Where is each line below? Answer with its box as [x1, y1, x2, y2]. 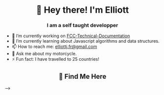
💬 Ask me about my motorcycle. [11, 51, 77, 57]
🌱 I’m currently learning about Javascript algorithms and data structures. [11, 38, 160, 44]
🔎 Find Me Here [58, 72, 107, 80]
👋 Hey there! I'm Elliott [36, 4, 129, 16]
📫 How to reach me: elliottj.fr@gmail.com [11, 44, 97, 49]
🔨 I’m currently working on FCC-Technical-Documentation [11, 33, 130, 39]
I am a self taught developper [46, 22, 119, 29]
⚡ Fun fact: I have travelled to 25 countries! [11, 56, 99, 62]
